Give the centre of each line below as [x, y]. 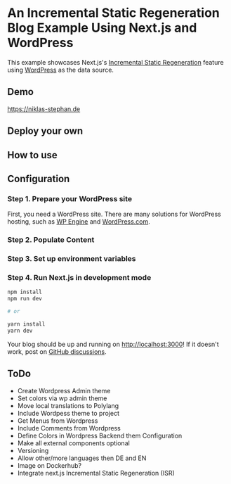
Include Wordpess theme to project [68, 413]
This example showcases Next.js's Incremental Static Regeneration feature [115, 62]
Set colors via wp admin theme [62, 398]
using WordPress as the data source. [61, 70]
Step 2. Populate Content [51, 240]
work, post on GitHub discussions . [57, 351]
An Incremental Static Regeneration [113, 13]
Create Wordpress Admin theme [64, 390]
